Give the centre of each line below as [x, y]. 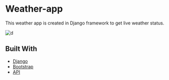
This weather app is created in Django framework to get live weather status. [85, 23]
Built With [21, 49]
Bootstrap [23, 66]
